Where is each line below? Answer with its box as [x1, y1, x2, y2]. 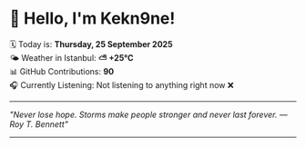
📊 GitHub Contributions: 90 [9, 65, 115, 76]
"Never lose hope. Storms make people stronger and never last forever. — [9, 109, 289, 120]
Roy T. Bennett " [9, 118, 68, 130]
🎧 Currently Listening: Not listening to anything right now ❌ [9, 79, 234, 90]
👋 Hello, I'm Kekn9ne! [9, 8, 176, 29]
